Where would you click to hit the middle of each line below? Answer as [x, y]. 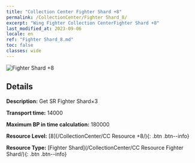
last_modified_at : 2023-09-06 [44, 28]
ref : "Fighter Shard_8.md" [40, 40]
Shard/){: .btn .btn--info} [37, 154]
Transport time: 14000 [34, 113]
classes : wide [24, 51]
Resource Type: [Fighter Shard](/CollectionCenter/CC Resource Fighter [95, 147]
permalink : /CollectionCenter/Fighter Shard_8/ [67, 17]
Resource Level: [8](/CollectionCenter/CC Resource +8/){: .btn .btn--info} [98, 136]
